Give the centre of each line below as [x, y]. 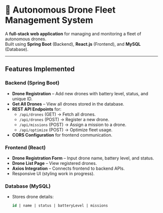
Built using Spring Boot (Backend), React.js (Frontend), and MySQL [73, 44]
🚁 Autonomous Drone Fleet [60, 10]
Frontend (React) [25, 147]
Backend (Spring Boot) [32, 83]
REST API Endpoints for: [37, 109]
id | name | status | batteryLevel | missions [60, 206]
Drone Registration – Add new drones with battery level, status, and [80, 93]
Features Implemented [40, 69]
